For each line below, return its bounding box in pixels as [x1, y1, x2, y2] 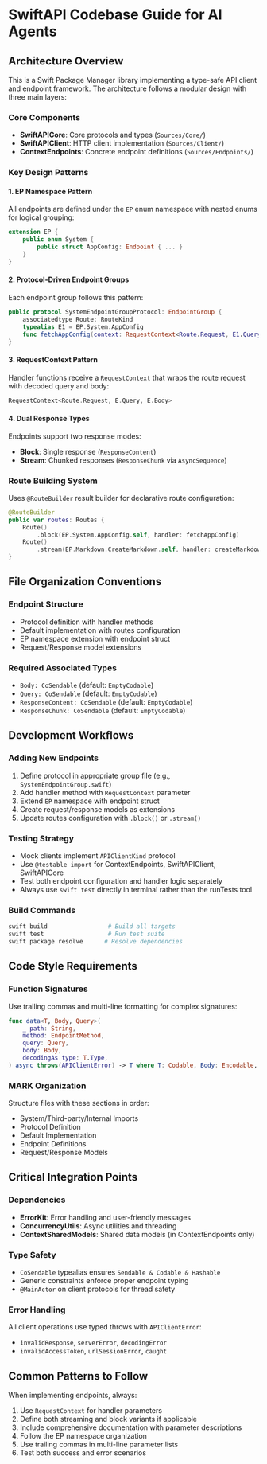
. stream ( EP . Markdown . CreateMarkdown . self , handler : [37, 545, 212, 554]
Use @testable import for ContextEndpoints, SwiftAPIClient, [19, 860, 216, 869]
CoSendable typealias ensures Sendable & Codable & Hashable [19, 1267, 221, 1277]
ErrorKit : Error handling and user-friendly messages [19, 1212, 192, 1222]
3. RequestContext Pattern [8, 354, 98, 364]
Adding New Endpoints [8, 752, 99, 763]
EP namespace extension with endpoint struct [19, 634, 171, 643]
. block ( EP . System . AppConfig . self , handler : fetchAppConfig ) [37, 531, 240, 539]
